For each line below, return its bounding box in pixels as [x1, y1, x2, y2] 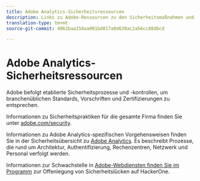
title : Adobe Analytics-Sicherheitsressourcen [6, 8, 125, 15]
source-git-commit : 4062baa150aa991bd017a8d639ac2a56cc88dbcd [6, 25, 165, 32]
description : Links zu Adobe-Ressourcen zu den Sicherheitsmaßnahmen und [6, 14, 195, 20]
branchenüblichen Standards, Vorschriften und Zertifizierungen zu [6, 95, 170, 102]
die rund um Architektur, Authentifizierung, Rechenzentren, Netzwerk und [6, 144, 188, 151]
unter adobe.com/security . [6, 119, 72, 127]
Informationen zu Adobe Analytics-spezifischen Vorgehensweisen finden [6, 131, 187, 138]
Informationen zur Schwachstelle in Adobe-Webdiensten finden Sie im [6, 162, 180, 169]
